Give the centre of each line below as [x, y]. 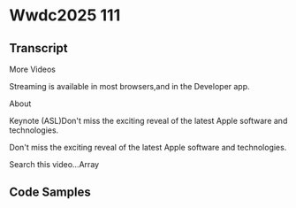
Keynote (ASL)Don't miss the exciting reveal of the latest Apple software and [148, 121]
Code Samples [50, 193]
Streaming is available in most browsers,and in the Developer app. [129, 86]
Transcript [38, 48]
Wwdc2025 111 [65, 15]
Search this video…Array [54, 164]
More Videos [32, 69]
